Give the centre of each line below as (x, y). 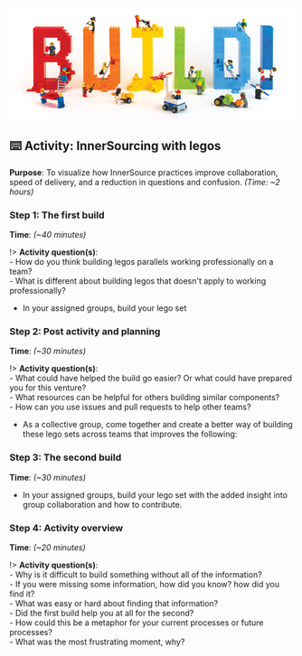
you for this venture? (48, 388)
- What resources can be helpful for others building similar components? (145, 398)
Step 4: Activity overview (66, 528)
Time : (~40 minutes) (48, 235)
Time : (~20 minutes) (47, 547)
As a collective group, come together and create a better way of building (158, 425)
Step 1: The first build (57, 215)
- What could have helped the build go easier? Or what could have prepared (151, 379)
